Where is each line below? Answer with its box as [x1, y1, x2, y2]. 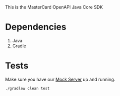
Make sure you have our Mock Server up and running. [5, 76, 116, 82]
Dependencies [5, 22, 66, 32]
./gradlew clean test [5, 86, 50, 91]
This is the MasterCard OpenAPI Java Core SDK [5, 4, 103, 10]
